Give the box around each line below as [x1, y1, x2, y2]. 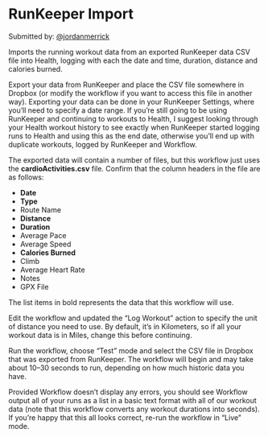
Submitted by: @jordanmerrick [8, 31, 110, 41]
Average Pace [19, 230, 67, 240]
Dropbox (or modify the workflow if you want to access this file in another [8, 88, 253, 97]
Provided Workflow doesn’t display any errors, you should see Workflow [8, 387, 248, 397]
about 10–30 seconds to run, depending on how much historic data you [8, 363, 245, 373]
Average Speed [19, 239, 72, 249]
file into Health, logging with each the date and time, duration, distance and [8, 56, 258, 65]
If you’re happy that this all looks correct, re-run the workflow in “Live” [8, 412, 241, 423]
